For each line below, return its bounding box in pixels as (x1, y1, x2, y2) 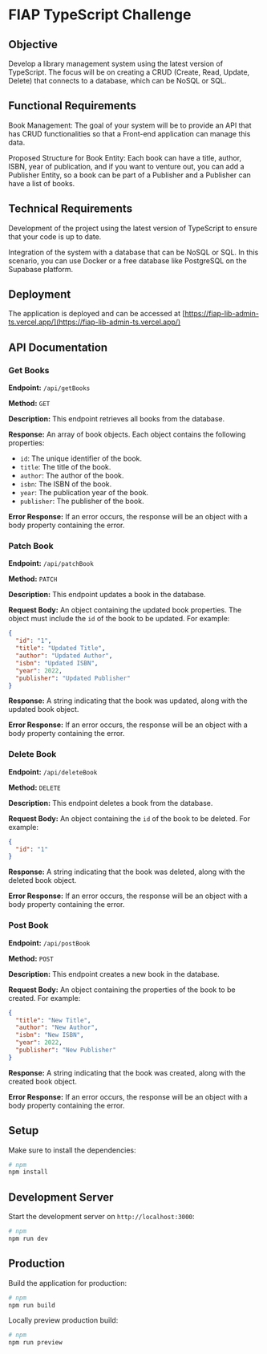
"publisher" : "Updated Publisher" (15, 674, 131, 682)
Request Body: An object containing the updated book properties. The (8, 605, 242, 615)
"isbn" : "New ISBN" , (15, 1031, 84, 1039)
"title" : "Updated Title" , (15, 644, 106, 653)
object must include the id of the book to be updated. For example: (8, 614, 230, 624)
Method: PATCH (8, 574, 58, 583)
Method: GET (8, 399, 51, 409)
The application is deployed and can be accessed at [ (8, 309, 186, 319)
